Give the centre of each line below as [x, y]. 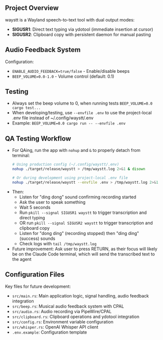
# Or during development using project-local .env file [70, 178]
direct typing [32, 217]
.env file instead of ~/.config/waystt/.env [53, 118]
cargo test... [26, 108]
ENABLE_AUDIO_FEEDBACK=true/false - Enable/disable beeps [71, 71]
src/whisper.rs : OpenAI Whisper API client [55, 327]
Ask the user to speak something [53, 202]
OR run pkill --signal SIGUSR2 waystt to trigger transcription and [86, 223]
